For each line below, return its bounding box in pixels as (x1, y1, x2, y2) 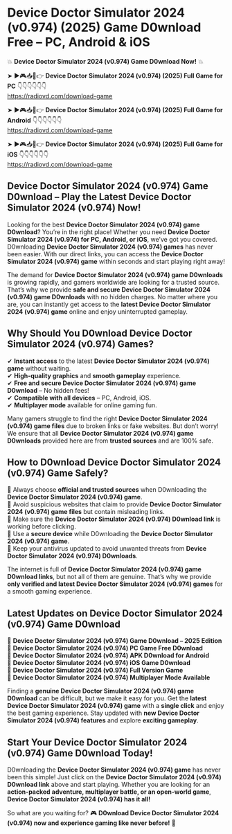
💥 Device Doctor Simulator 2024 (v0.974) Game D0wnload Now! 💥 (7, 57, 204, 65)
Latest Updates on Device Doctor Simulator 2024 (7, 607, 223, 619)
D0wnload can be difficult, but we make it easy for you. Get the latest (7, 694, 207, 702)
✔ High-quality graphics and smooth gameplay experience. (7, 371, 181, 380)
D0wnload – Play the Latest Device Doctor (7, 191, 192, 203)
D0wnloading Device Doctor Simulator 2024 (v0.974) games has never (7, 242, 213, 251)
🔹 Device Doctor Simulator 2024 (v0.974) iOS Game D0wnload (7, 659, 190, 667)
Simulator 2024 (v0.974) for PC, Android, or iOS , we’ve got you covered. (7, 235, 218, 243)
